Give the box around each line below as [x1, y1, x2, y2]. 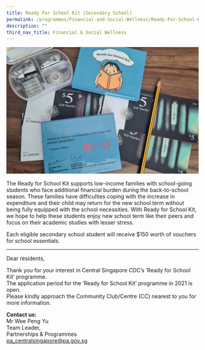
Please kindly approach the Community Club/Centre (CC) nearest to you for [6, 292, 196, 300]
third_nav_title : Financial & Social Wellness [6, 29, 127, 35]
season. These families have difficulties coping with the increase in [6, 193, 175, 200]
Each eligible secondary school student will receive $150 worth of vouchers [6, 231, 196, 238]
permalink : [6, 16, 34, 23]
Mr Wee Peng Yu [6, 318, 49, 324]
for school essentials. [6, 237, 60, 244]
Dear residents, [6, 255, 45, 262]
